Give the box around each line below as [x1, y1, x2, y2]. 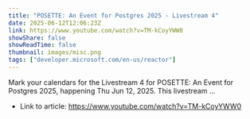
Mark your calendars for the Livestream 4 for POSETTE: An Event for [8, 77, 233, 87]
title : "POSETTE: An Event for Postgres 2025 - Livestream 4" [8, 11, 219, 20]
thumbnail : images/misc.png [8, 48, 102, 56]
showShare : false [8, 33, 66, 42]
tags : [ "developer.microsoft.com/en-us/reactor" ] [8, 56, 177, 64]
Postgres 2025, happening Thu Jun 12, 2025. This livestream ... [8, 86, 216, 95]
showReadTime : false [8, 41, 77, 49]
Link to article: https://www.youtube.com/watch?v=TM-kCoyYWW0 [19, 101, 242, 111]
